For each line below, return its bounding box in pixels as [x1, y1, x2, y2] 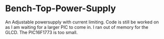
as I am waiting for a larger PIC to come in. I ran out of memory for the [5, 24, 149, 30]
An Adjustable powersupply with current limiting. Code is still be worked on [5, 19, 159, 25]
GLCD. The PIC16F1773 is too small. [5, 29, 78, 35]
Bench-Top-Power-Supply [5, 3, 116, 14]
